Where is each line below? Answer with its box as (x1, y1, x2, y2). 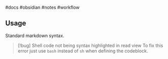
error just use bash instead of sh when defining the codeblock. (17, 48, 148, 54)
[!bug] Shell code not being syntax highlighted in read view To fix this (17, 42, 163, 48)
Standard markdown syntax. (5, 33, 65, 39)
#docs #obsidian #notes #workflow (5, 5, 80, 10)
